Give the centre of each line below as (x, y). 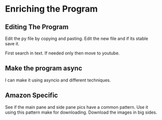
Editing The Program (37, 27)
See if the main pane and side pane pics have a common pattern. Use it (77, 107)
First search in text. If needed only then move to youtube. (63, 53)
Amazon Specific (32, 95)
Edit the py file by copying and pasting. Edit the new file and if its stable (77, 38)
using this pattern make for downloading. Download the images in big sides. (81, 112)
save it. (12, 44)
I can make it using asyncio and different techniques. (58, 80)
